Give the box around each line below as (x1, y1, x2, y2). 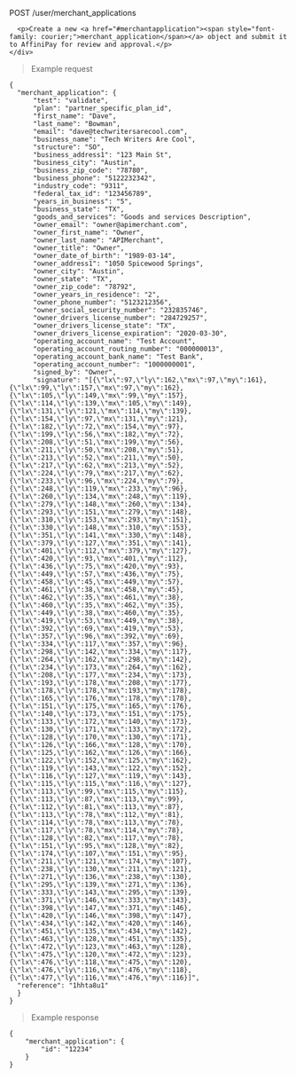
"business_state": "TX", (32, 205, 125, 214)
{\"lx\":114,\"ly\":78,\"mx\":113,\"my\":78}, (9, 818, 184, 827)
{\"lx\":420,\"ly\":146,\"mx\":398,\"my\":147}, (9, 911, 192, 920)
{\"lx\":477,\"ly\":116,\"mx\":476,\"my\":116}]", (9, 973, 200, 982)
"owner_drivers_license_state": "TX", (32, 321, 176, 330)
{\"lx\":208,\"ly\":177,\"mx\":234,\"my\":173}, (9, 671, 192, 680)
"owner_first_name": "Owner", (32, 228, 144, 237)
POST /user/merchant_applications (9, 8, 136, 18)
